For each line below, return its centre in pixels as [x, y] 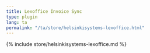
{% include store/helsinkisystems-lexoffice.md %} [67, 44]
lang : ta [17, 22]
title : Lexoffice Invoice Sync [44, 11]
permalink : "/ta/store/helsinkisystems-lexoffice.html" [75, 28]
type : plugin [22, 17]
